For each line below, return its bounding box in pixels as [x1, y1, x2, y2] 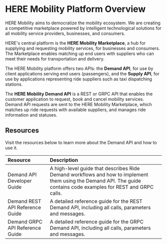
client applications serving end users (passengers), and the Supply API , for [5, 70, 160, 76]
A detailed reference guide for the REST [49, 197, 143, 204]
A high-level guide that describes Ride [49, 165, 140, 172]
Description [49, 156, 79, 163]
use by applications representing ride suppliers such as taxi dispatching [5, 76, 153, 82]
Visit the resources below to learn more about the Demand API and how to [5, 139, 157, 145]
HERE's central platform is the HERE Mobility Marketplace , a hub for [5, 40, 146, 46]
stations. [5, 81, 23, 87]
